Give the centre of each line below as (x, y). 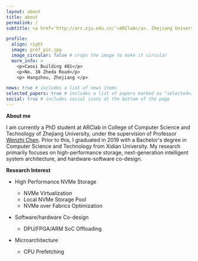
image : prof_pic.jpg (37, 50)
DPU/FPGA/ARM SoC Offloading (62, 228)
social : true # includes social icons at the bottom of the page (88, 99)
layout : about (24, 12)
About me (19, 115)
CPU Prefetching (44, 252)
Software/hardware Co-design (52, 217)
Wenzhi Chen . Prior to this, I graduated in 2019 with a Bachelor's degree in (96, 140)
